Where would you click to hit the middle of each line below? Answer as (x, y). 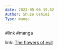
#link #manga (19, 33)
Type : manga (17, 19)
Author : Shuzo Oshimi (28, 14)
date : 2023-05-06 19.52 (30, 10)
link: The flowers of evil (29, 43)
